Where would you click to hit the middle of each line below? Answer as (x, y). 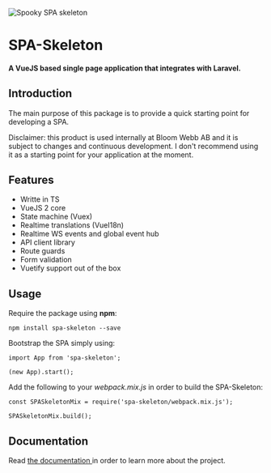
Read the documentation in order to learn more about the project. (117, 461)
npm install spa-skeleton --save (65, 328)
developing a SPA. (39, 121)
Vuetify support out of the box (70, 268)
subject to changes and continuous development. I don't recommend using (133, 146)
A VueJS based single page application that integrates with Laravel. (125, 68)
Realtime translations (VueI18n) (72, 225)
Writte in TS (40, 199)
